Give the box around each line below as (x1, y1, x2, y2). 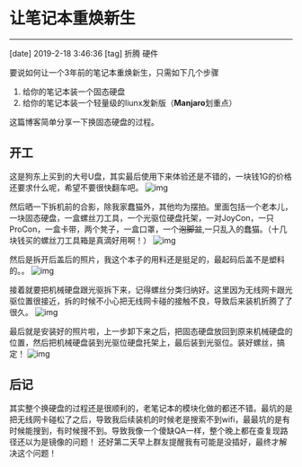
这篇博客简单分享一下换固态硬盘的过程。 (9, 116, 159, 127)
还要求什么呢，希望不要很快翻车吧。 (9, 181, 144, 193)
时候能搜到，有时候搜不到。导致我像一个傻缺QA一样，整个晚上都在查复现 (9, 425, 280, 436)
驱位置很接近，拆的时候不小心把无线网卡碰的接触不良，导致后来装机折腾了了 (9, 295, 293, 306)
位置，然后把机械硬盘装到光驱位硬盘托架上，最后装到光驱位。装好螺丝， (9, 337, 277, 348)
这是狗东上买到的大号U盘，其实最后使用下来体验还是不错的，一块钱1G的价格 (9, 171, 292, 181)
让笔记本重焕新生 (9, 8, 137, 29)
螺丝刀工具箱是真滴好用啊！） (40, 234, 151, 245)
